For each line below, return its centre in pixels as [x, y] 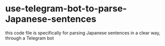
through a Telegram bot [30, 38]
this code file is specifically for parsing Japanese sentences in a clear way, [83, 33]
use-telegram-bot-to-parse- [66, 9]
